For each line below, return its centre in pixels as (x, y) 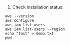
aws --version (20, 16)
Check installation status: (38, 7)
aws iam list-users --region (35, 29)
